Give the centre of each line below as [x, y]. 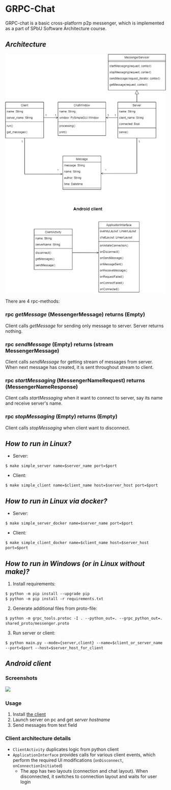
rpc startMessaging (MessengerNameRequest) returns [75, 380]
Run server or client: [34, 633]
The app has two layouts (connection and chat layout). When [84, 771]
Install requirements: [34, 584]
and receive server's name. [34, 403]
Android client [28, 664]
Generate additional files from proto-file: [55, 608]
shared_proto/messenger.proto [37, 623]
